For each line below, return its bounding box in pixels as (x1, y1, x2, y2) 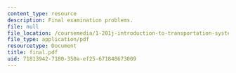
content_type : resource (7, 10, 77, 17)
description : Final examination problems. (7, 17, 133, 24)
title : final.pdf (7, 49, 58, 56)
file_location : (7, 29, 52, 37)
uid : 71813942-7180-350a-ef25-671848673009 (7, 56, 137, 63)
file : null (7, 23, 39, 30)
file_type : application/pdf (7, 36, 90, 43)
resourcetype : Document (7, 42, 77, 49)
